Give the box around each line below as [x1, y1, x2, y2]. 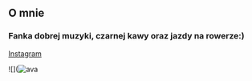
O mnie [8, 6, 45, 20]
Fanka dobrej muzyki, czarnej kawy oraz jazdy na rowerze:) [8, 30, 245, 42]
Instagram [8, 48, 42, 59]
